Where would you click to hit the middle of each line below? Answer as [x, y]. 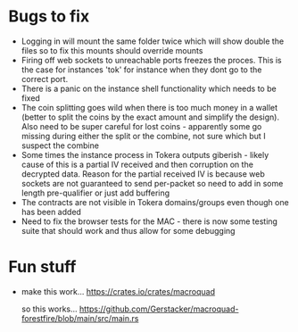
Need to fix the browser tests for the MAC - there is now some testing [149, 221]
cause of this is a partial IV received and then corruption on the [137, 164]
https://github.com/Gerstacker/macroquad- [159, 309]
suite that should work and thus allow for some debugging [128, 230]
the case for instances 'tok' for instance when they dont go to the [141, 70]
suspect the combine [60, 145]
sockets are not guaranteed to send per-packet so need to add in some [152, 183]
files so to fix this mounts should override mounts [112, 50]
